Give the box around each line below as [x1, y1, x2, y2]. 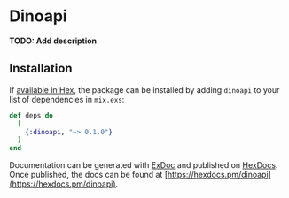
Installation [9, 61, 73, 76]
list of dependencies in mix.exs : [9, 94, 125, 104]
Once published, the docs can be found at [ [9, 170, 168, 180]
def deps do [9, 110, 53, 120]
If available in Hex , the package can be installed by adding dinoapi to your [9, 84, 280, 95]
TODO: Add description [9, 35, 98, 46]
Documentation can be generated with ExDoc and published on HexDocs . [9, 160, 278, 171]
